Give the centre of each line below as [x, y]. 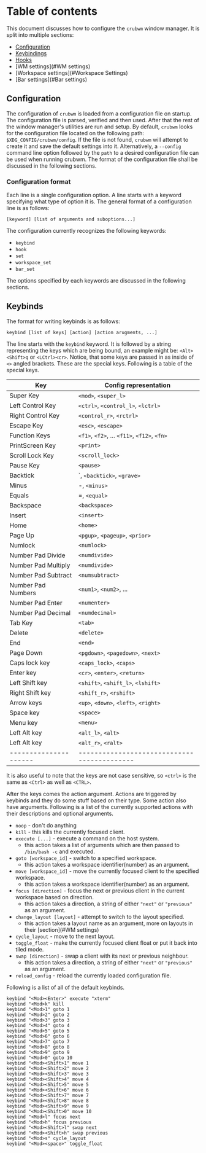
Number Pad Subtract [41, 575]
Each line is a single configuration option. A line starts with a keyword [94, 195]
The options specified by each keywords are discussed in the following [96, 281]
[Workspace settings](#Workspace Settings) [71, 72]
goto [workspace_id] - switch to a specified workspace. [86, 858]
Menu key [24, 722]
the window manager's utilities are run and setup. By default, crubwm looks [100, 127]
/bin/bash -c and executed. [59, 851]
